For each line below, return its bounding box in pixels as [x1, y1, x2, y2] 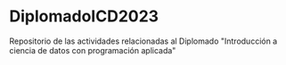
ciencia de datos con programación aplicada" [9, 45, 176, 55]
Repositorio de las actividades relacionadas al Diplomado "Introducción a [9, 36, 278, 46]
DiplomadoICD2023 [9, 6, 159, 27]
